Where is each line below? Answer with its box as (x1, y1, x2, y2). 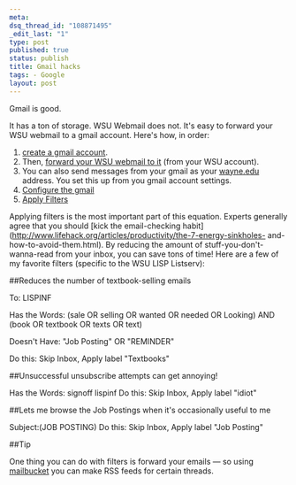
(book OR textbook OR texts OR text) (9, 319, 143, 329)
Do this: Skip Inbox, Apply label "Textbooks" (9, 353, 171, 364)
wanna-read (9, 249, 54, 259)
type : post (9, 37, 49, 47)
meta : (9, 12, 29, 22)
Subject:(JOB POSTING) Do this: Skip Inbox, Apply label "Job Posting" (9, 421, 263, 432)
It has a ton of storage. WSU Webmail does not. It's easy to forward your (9, 120, 274, 131)
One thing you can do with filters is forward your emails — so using (9, 456, 254, 466)
